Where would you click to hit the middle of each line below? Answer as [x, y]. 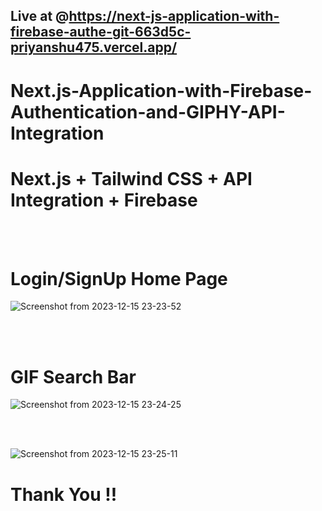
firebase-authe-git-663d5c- [101, 32]
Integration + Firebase [104, 200]
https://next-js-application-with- [174, 16]
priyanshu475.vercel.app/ [94, 47]
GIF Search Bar [73, 376]
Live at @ [40, 16]
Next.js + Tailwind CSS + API [131, 178]
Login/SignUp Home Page [119, 278]
